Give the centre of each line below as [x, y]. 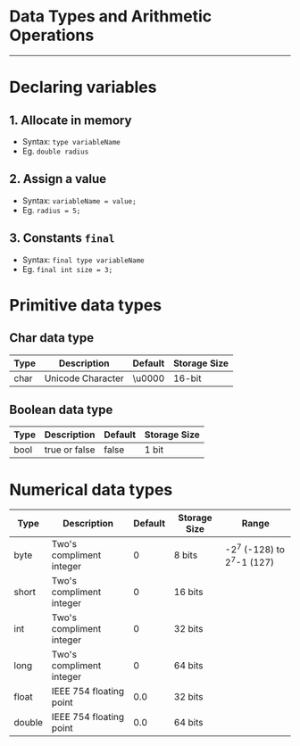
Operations [52, 35]
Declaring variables [83, 87]
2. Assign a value [58, 179]
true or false [70, 450]
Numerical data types [91, 489]
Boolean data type [61, 409]
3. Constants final [62, 238]
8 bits [186, 555]
